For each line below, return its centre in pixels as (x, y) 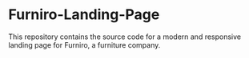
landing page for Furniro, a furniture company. (84, 44)
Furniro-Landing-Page (84, 15)
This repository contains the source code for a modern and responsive (125, 37)
